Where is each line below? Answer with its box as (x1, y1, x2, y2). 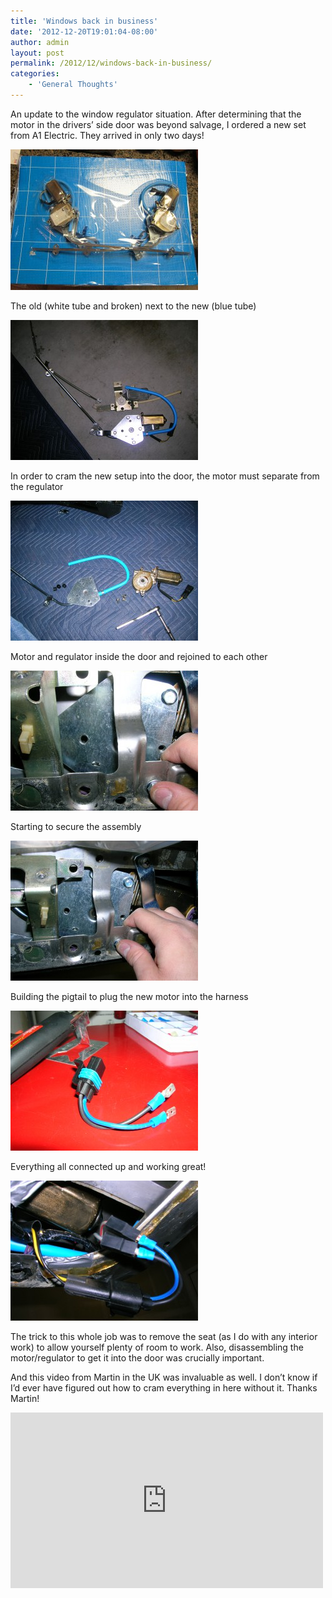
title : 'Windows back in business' (10, 16, 159, 26)
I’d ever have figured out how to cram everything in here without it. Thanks (10, 1381, 318, 1394)
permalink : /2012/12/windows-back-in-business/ (10, 58, 213, 69)
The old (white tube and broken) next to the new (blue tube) (10, 300, 257, 312)
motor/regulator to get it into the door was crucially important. (10, 1351, 265, 1364)
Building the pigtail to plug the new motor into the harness (10, 990, 249, 1002)
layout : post (10, 48, 65, 58)
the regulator (10, 480, 64, 492)
